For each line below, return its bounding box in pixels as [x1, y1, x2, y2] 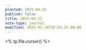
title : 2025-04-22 [5, 16, 42, 21]
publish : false [5, 12, 36, 16]
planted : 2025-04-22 [5, 7, 47, 12]
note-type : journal [5, 20, 45, 26]
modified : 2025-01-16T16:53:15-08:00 [5, 25, 82, 30]
